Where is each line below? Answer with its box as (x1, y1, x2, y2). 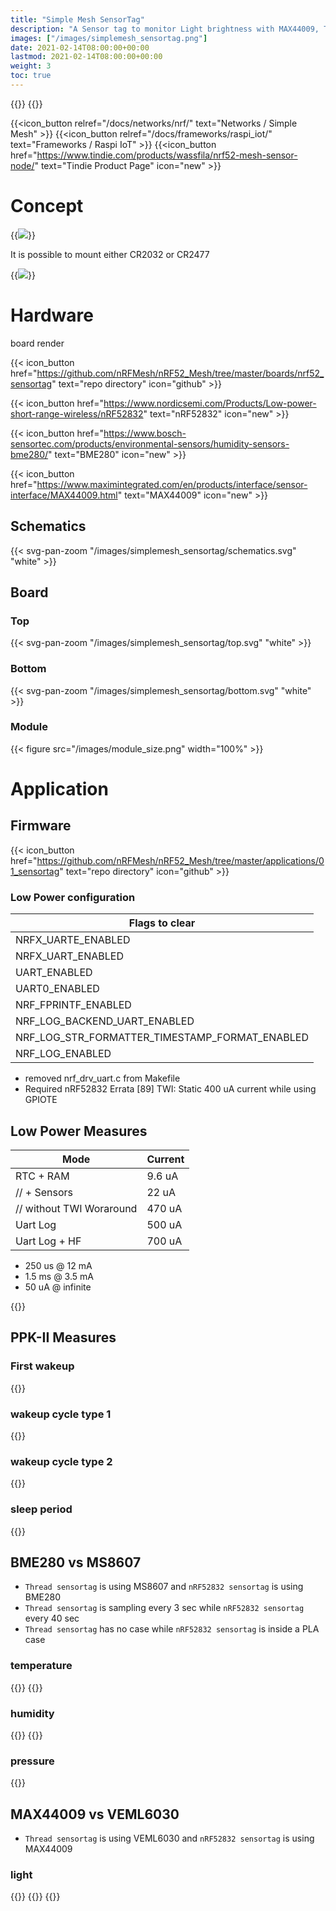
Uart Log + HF (15, 1234, 82, 1248)
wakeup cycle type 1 (10, 1407, 112, 1421)
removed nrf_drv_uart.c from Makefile (24, 1072, 181, 1085)
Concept (10, 195, 84, 218)
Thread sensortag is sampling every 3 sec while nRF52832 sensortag (24, 1602, 305, 1614)
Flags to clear (128, 916, 196, 930)
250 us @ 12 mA (24, 1259, 93, 1271)
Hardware (10, 304, 94, 326)
